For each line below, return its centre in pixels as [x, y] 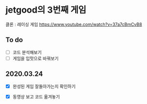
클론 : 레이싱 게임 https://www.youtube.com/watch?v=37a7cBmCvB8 [74, 24]
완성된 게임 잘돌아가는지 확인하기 [44, 86]
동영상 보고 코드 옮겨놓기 [36, 96]
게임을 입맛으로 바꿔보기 [36, 58]
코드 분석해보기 [27, 52]
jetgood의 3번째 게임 [46, 10]
